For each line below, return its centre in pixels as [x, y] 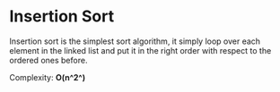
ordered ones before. [48, 60]
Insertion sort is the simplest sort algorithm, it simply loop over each [135, 41]
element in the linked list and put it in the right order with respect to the [140, 50]
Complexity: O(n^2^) [48, 77]
